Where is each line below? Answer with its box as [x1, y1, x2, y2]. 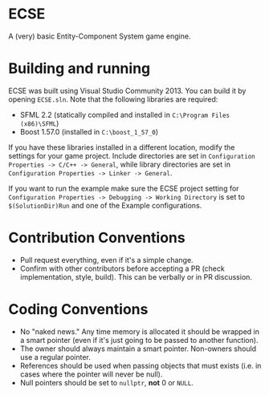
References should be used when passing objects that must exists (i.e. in [19, 361, 262, 370]
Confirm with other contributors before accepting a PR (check [19, 264, 225, 273]
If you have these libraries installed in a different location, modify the [8, 142, 235, 152]
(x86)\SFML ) [19, 118, 59, 128]
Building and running [8, 59, 151, 78]
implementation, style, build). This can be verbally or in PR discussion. [19, 272, 253, 281]
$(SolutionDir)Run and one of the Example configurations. [8, 200, 202, 210]
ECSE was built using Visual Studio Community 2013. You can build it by [8, 86, 247, 95]
